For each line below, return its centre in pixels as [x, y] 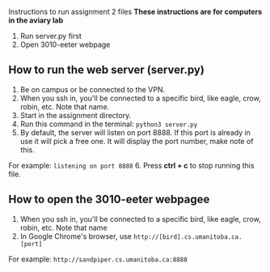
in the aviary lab [36, 20]
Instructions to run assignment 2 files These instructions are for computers [135, 12]
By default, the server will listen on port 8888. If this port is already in [135, 132]
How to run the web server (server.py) [106, 70]
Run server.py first [51, 36]
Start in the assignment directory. [76, 115]
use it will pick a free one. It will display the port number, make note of [137, 141]
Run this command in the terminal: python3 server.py [109, 124]
